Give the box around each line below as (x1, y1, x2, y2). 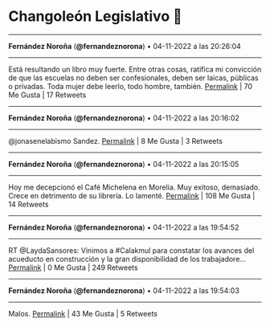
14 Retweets (8, 199, 49, 209)
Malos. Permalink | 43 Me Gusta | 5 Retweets (8, 308, 158, 318)
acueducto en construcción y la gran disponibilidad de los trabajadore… (8, 254, 247, 263)
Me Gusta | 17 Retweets (8, 90, 87, 100)
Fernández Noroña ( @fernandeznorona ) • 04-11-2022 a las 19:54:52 (8, 222, 239, 232)
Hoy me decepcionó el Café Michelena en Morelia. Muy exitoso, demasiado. (8, 182, 261, 192)
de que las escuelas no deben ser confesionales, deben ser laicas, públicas (8, 72, 259, 83)
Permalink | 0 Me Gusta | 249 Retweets (8, 263, 138, 272)
